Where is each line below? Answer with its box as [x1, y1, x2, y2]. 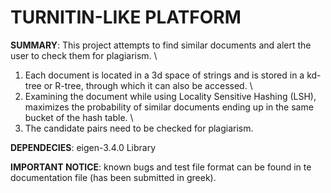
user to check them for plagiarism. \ [10, 49, 158, 61]
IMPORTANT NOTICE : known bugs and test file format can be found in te [10, 161, 312, 173]
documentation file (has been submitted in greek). [10, 171, 217, 183]
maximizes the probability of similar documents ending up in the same [24, 101, 314, 113]
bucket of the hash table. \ [24, 111, 134, 123]
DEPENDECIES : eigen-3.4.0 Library [10, 141, 157, 153]
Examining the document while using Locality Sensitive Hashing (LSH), [24, 90, 317, 102]
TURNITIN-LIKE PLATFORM [10, 6, 242, 29]
